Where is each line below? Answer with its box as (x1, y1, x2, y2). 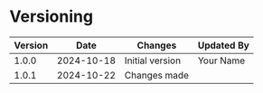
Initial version (124, 54, 182, 67)
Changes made (124, 69, 190, 81)
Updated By (197, 39, 250, 51)
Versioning (9, 6, 93, 27)
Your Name (197, 54, 246, 67)
